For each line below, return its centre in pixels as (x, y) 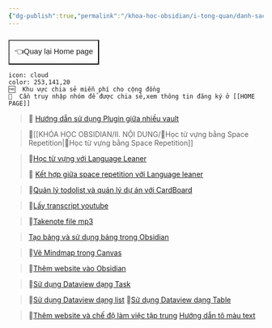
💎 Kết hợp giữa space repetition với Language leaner (116, 174)
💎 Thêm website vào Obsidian (77, 268)
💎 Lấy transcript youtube (68, 205)
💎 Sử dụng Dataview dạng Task (79, 283)
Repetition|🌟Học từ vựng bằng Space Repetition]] (110, 143)
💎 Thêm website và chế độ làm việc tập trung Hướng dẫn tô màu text (142, 315)
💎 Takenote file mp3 (61, 221)
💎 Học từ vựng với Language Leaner (87, 158)
